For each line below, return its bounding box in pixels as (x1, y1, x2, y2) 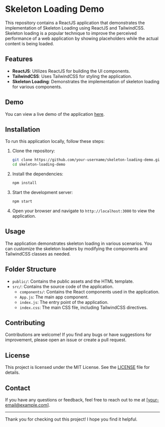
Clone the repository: (12, 148, 55, 154)
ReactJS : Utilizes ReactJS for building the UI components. (12, 68, 130, 74)
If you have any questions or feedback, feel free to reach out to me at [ (5, 396, 148, 402)
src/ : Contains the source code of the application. (12, 283, 114, 289)
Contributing (5, 319, 45, 327)
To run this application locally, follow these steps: (5, 138, 105, 144)
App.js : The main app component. (19, 294, 89, 300)
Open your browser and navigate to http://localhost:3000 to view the (12, 208, 155, 214)
